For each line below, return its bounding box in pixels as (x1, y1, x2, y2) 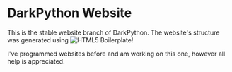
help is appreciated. (7, 56, 65, 65)
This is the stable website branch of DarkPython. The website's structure (7, 28, 220, 37)
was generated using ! (7, 35, 134, 44)
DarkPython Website (7, 5, 132, 21)
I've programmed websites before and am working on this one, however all (7, 49, 226, 58)
